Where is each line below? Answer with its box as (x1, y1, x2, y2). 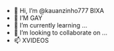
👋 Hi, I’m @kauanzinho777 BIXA (13, 7, 104, 14)
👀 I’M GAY (13, 14, 43, 22)
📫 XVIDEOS (13, 37, 49, 44)
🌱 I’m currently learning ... (13, 21, 88, 29)
